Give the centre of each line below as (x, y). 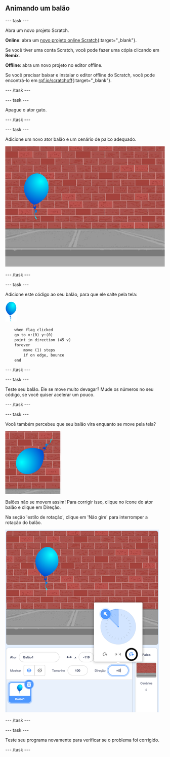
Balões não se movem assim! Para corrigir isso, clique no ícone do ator (79, 502)
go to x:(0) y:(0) (34, 335)
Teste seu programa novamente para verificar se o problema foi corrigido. (82, 740)
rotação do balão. (24, 522)
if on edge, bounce (44, 355)
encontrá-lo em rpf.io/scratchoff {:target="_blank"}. (58, 80)
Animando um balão (37, 8)
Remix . (13, 55)
